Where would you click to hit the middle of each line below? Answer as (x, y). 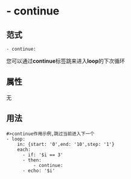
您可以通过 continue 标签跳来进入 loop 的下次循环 (66, 61)
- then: (32, 160)
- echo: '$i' (39, 171)
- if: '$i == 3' (43, 155)
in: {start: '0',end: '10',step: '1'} (66, 144)
